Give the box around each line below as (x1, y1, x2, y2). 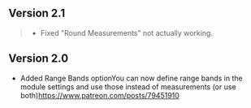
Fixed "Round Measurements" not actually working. (40, 28, 214, 37)
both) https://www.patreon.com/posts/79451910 (19, 90, 180, 100)
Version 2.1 (8, 6, 66, 20)
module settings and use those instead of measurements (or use (19, 81, 237, 92)
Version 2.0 (8, 52, 69, 66)
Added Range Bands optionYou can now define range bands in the (19, 73, 243, 83)
